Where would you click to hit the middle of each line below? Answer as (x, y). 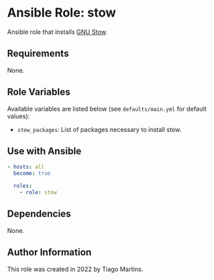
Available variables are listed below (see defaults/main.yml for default (107, 109)
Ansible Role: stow (61, 13)
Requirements (38, 54)
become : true (32, 174)
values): (19, 116)
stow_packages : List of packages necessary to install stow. (99, 129)
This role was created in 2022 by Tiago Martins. (75, 269)
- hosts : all (26, 167)
